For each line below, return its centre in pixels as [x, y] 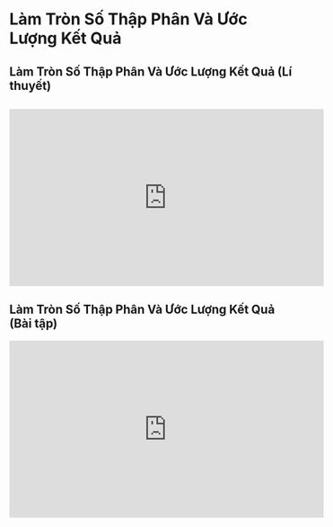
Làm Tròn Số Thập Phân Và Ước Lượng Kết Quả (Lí [151, 71]
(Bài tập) [34, 324]
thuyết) [31, 85]
